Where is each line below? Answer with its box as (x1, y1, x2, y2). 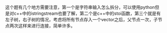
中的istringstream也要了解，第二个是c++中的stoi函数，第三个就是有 (22, 10, 161, 16)
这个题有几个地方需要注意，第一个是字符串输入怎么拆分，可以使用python (5, 4, 155, 10)
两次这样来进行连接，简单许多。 (9, 23, 75, 29)
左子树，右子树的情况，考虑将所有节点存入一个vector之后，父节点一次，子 (5, 17, 158, 22)
